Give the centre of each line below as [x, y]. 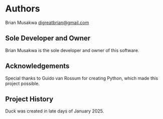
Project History [29, 99]
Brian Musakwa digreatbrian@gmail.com [47, 22]
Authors [23, 9]
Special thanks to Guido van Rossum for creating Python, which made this [82, 78]
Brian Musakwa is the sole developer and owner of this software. [72, 50]
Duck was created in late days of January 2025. [55, 111]
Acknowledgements [37, 66]
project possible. [23, 83]
